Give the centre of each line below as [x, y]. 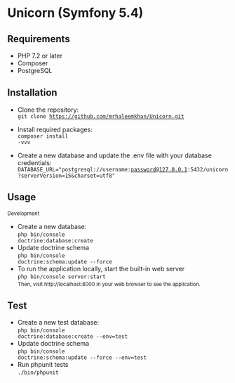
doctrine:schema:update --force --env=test [82, 358]
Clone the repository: [48, 110]
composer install [43, 136]
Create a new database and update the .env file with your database [114, 155]
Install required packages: [55, 129]
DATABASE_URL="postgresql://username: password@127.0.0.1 [102, 169]
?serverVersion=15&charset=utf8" [66, 176]
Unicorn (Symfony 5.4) [75, 13]
